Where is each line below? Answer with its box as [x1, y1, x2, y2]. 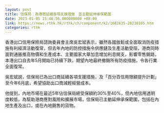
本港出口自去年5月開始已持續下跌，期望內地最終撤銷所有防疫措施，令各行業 [5, 57, 158, 63]
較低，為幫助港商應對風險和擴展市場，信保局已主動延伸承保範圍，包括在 [9, 96, 155, 102]
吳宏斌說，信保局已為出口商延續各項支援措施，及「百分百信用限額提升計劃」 [5, 74, 159, 80]
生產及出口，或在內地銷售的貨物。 [9, 103, 78, 109]
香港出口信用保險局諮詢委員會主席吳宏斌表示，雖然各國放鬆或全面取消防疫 [5, 39, 155, 45]
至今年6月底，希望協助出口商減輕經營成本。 [5, 80, 94, 86]
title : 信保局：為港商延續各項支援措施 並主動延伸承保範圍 [5, 12, 111, 17]
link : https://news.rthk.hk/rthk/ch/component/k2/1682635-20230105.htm [5, 20, 154, 26]
